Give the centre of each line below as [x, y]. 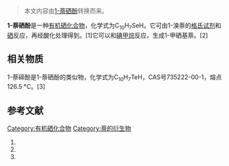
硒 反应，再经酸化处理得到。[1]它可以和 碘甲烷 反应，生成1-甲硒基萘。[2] [108, 35]
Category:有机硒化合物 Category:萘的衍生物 [69, 128]
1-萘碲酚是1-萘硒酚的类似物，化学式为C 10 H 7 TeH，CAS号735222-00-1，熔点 [115, 77]
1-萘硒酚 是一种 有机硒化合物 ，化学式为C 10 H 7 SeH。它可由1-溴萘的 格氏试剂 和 [114, 26]
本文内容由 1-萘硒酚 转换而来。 [66, 11]
